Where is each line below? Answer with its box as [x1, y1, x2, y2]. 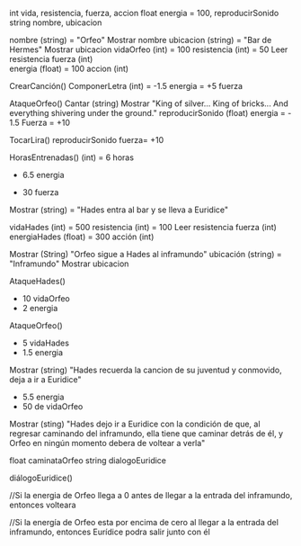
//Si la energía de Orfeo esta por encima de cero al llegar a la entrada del [9, 517, 279, 527]
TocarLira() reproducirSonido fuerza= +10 [9, 135, 164, 145]
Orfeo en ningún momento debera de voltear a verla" [9, 438, 206, 448]
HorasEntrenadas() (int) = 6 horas [9, 152, 135, 163]
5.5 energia [22, 391, 65, 402]
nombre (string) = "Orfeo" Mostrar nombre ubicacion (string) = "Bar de [9, 35, 272, 45]
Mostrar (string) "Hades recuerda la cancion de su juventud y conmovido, [9, 364, 282, 375]
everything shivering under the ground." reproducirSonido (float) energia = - [9, 108, 292, 118]
